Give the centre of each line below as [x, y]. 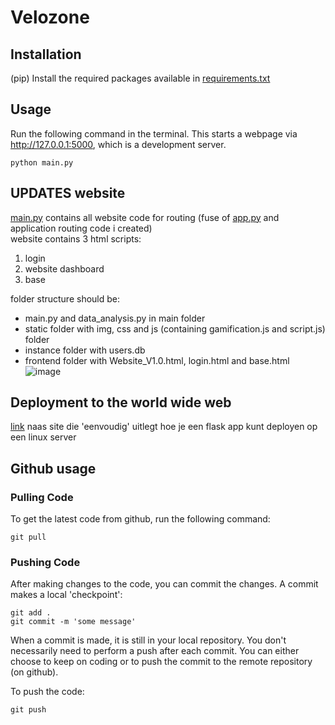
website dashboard [64, 268]
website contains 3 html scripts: [76, 238]
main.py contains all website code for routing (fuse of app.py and [145, 217]
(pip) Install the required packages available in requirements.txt [140, 78]
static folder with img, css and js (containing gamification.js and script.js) [175, 328]
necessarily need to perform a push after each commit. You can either [155, 651]
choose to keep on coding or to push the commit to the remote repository [161, 662]
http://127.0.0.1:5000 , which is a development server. [118, 144]
